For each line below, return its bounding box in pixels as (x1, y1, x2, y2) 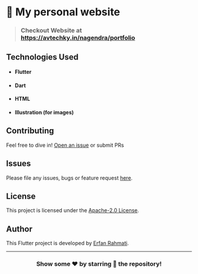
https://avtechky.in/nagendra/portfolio (20, 34, 136, 42)
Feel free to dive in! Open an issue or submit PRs (6, 141, 124, 148)
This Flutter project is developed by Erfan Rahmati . (6, 240, 129, 247)
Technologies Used (6, 52, 78, 62)
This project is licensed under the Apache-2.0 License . (6, 207, 140, 214)
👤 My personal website (6, 5, 121, 19)
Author (6, 224, 32, 234)
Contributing (6, 126, 54, 136)
